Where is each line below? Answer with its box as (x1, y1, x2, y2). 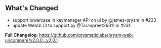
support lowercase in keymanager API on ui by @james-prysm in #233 (12, 17, 157, 23)
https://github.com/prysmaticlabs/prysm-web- (39, 32, 134, 38)
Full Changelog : (5, 32, 38, 38)
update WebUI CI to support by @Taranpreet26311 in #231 (12, 22, 131, 28)
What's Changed (5, 4, 58, 12)
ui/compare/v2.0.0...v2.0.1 (5, 37, 58, 43)
